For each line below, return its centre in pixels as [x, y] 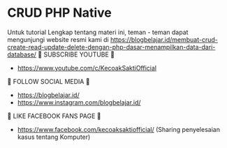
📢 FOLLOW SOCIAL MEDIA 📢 [49, 81]
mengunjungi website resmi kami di [58, 39]
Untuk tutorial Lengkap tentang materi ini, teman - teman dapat [98, 32]
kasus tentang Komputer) [54, 137]
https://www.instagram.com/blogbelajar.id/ [79, 102]
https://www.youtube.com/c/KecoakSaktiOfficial [87, 68]
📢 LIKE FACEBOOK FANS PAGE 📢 [54, 116]
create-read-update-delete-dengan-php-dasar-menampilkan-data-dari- [111, 47]
